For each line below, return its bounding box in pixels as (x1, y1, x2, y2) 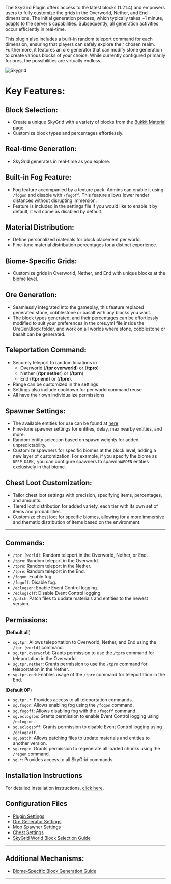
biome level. (12, 275, 38, 282)
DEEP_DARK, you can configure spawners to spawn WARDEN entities (12, 458, 149, 464)
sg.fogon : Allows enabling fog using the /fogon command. (12, 702, 134, 709)
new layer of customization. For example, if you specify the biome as (12, 452, 157, 459)
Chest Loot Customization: (5, 478, 92, 487)
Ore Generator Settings (12, 818, 62, 824)
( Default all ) (5, 629, 31, 636)
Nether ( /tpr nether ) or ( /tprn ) (20, 370, 84, 376)
